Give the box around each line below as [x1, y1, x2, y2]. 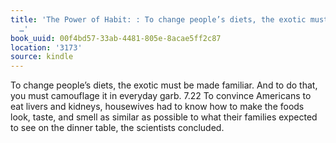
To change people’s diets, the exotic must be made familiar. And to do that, [10, 79, 318, 91]
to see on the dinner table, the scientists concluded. [10, 122, 225, 134]
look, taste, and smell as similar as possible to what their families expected [10, 111, 318, 123]
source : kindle [10, 52, 74, 62]
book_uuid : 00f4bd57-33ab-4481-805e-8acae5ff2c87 [10, 33, 222, 43]
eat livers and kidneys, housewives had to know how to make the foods [10, 101, 305, 113]
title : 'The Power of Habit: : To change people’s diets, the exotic [10, 14, 307, 25]
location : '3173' [10, 42, 83, 53]
